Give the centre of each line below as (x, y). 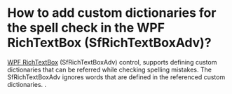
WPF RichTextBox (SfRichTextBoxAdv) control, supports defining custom (112, 62)
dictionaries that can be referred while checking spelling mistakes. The (110, 69)
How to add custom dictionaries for (112, 13)
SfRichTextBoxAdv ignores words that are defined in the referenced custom (116, 77)
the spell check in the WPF (86, 28)
